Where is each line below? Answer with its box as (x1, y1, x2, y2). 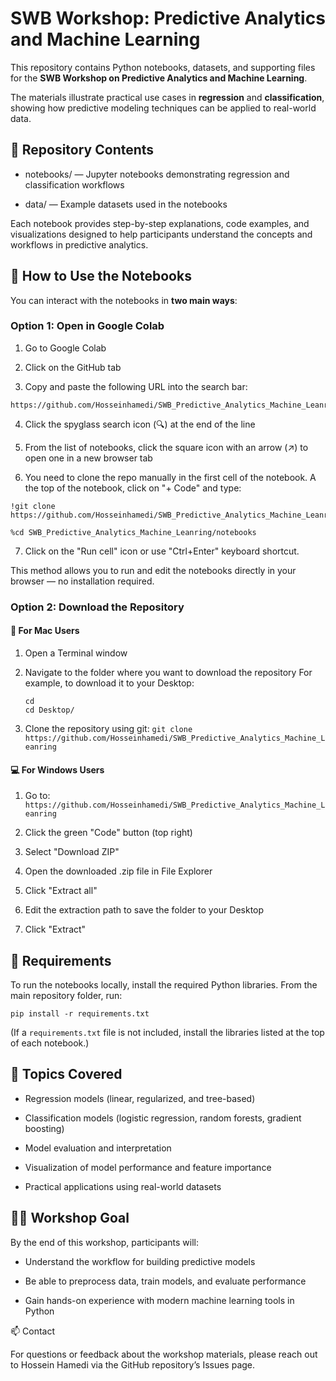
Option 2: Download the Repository (10, 600, 185, 614)
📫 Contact (10, 1325, 55, 1337)
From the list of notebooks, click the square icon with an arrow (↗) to (24, 441, 309, 453)
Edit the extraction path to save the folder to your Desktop (24, 904, 265, 916)
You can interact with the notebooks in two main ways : (10, 294, 238, 306)
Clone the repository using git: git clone (24, 722, 193, 734)
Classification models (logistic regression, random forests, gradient (24, 1112, 302, 1124)
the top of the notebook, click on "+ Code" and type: (24, 482, 242, 494)
